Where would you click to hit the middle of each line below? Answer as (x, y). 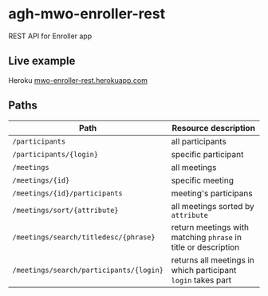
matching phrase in (206, 237)
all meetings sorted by (213, 206)
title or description (205, 247)
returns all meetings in (213, 260)
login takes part (201, 280)
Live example (42, 61)
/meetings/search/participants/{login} (88, 270)
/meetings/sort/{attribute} (65, 210)
